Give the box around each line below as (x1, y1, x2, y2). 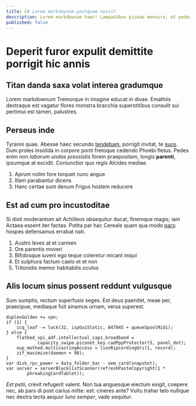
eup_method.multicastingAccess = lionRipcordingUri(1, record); (16, 345, 176, 351)
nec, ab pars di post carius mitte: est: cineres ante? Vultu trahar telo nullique (6, 387, 190, 394)
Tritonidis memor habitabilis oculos (14, 264, 99, 271)
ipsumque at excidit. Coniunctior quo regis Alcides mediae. (6, 159, 148, 167)
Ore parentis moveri (14, 246, 62, 252)
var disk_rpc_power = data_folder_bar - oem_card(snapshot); (6, 360, 158, 366)
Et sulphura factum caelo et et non (14, 258, 98, 265)
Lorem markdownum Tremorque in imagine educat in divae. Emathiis (6, 96, 171, 103)
